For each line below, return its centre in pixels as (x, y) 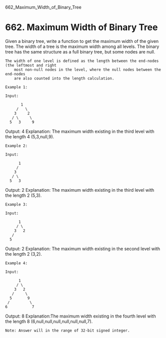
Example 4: (16, 263)
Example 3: (16, 204)
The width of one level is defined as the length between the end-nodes (82, 61)
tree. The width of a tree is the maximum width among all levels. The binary (82, 46)
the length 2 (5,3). (24, 195)
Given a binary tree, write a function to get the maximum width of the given (82, 41)
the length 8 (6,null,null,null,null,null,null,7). (49, 321)
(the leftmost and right (31, 65)
